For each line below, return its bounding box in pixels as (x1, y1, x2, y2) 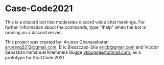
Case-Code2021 (5, 3, 73, 14)
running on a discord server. (5, 29, 62, 35)
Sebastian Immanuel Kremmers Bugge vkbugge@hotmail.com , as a (5, 49, 141, 55)
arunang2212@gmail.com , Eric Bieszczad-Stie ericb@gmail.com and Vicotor (5, 44, 159, 50)
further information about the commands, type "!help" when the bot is (5, 24, 146, 30)
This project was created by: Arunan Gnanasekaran (5, 39, 109, 44)
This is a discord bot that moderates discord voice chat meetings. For (5, 19, 145, 25)
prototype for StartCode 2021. (5, 54, 66, 60)
